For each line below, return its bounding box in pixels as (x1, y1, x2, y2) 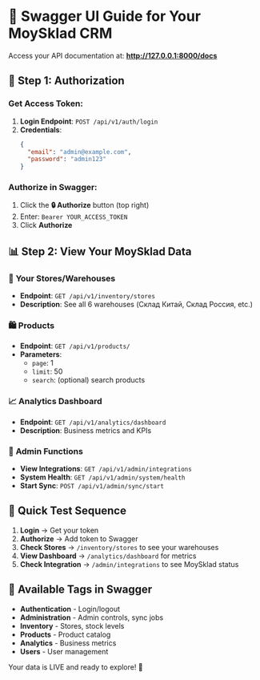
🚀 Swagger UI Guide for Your (8, 7, 202, 26)
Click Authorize (19, 221, 73, 230)
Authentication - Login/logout (19, 604, 121, 613)
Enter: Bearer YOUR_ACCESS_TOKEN (19, 212, 128, 221)
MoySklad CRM (8, 24, 113, 42)
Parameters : (19, 350, 62, 359)
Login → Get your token (19, 525, 99, 535)
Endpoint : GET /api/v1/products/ (19, 341, 130, 351)
